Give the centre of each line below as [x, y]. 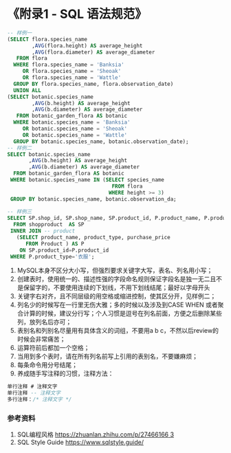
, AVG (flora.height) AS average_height [87, 45]
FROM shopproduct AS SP [49, 225]
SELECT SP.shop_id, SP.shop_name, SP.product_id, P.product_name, [104, 218]
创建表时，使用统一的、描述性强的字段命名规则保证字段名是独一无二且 [117, 279]
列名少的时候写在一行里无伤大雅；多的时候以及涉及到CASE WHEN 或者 [117, 305]
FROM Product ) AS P [55, 244]
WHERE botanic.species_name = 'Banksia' [72, 122]
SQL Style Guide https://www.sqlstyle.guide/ [80, 442]
